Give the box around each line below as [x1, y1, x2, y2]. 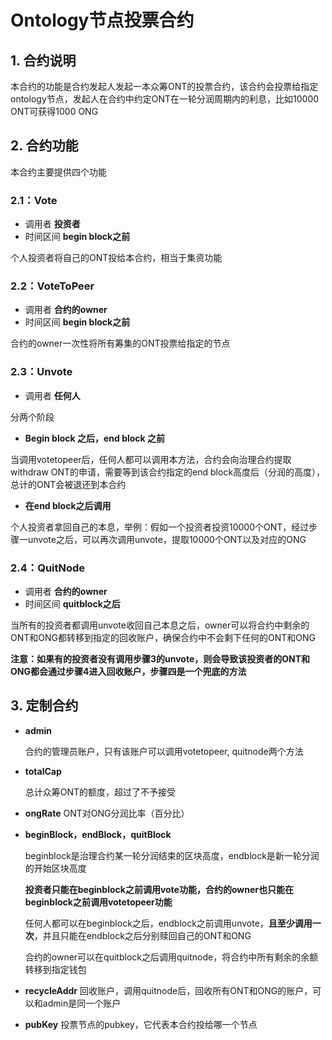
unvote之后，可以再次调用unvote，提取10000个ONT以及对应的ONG [27, 533, 307, 545]
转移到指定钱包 [24, 963, 87, 975]
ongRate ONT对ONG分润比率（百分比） [24, 807, 190, 819]
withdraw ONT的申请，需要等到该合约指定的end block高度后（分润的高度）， [10, 466, 326, 478]
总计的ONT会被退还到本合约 [10, 478, 127, 490]
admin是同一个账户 [42, 997, 122, 1009]
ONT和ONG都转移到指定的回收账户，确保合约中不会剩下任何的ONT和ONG [10, 632, 316, 643]
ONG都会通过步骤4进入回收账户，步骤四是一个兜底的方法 [10, 666, 247, 677]
